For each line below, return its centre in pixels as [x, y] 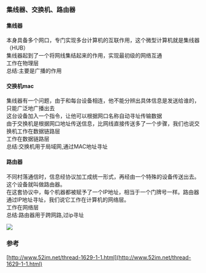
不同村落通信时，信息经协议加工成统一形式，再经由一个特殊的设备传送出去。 [103, 176]
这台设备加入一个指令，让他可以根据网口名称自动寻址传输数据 [84, 116]
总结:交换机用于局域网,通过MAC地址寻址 [57, 147]
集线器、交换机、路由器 [41, 9]
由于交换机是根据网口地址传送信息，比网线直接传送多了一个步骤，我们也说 [100, 124]
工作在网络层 [22, 207]
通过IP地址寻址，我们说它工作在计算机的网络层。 [68, 200]
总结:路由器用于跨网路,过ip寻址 [45, 215]
